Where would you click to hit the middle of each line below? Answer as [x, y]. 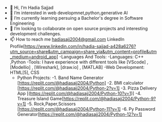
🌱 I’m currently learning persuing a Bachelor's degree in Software [76, 18]
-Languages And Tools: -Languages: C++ [101, 57]
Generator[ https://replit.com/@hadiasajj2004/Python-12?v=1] [80, 114]
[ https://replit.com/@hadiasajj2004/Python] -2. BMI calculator [80, 83]
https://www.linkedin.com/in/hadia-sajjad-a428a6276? [80, 46]
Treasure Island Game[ [40, 99]
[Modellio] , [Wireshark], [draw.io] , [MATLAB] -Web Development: [77, 67]
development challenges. [36, 34]
